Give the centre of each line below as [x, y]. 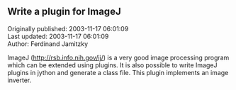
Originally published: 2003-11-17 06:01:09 [68, 28]
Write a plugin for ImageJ [64, 12]
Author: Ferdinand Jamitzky [48, 44]
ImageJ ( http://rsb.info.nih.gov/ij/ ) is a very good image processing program [118, 57]
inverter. [19, 80]
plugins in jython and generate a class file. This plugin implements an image [118, 72]
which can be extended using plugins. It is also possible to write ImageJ [112, 65]
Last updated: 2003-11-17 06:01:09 [58, 36]
